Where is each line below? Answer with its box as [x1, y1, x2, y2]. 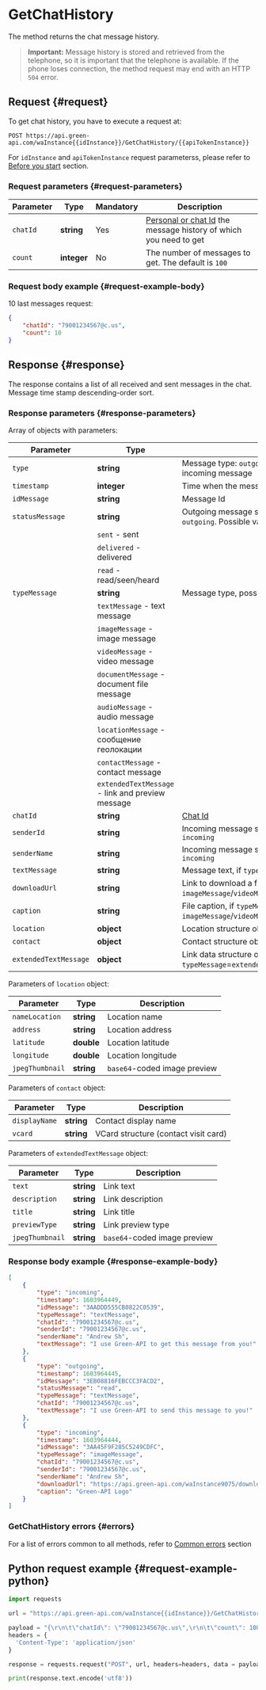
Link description [103, 1193, 164, 1204]
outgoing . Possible [181, 516, 251, 527]
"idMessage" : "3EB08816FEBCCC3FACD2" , [36, 1377, 165, 1385]
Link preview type [103, 1219, 170, 1230]
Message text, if [181, 864, 241, 876]
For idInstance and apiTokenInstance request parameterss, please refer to [8, 152, 251, 162]
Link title [103, 1206, 135, 1217]
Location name [107, 1011, 163, 1022]
